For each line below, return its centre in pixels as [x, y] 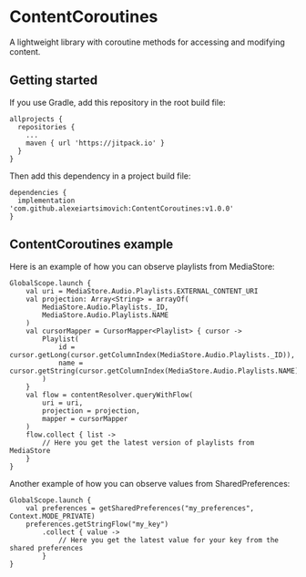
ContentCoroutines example [92, 245]
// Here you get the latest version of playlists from [148, 443]
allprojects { [36, 119]
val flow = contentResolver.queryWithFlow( [110, 395]
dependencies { [38, 192]
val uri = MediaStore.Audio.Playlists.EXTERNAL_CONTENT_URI [142, 291]
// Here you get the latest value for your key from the [168, 540]
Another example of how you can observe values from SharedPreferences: [150, 483]
